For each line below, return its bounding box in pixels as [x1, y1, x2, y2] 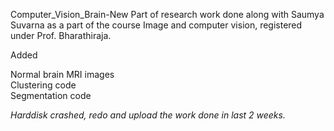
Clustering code [10, 79, 77, 91]
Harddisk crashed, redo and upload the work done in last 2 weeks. [10, 109, 286, 121]
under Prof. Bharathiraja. [10, 30, 112, 41]
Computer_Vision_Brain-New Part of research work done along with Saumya [10, 9, 325, 20]
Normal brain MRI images [10, 69, 115, 80]
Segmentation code [10, 90, 92, 101]
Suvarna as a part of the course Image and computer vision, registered [10, 19, 303, 31]
